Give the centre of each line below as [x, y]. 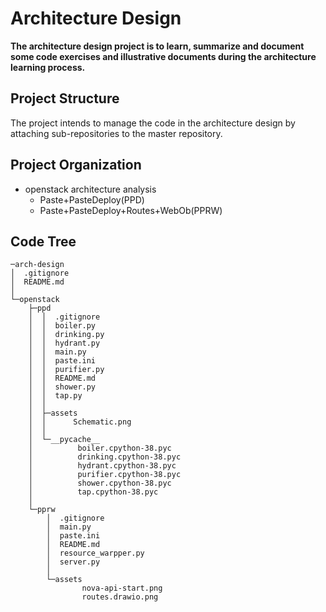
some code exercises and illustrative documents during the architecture [163, 56]
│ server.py [73, 562]
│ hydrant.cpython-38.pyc [102, 466]
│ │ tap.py [55, 396]
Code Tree [43, 241]
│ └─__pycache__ [64, 440]
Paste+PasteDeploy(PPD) [92, 199]
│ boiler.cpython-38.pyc [100, 448]
